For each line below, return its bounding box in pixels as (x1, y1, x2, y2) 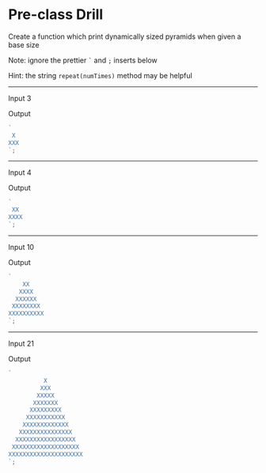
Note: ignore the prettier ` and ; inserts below (8, 55, 158, 65)
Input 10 (8, 242, 34, 252)
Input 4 (8, 168, 32, 177)
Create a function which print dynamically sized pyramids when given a (8, 32, 241, 41)
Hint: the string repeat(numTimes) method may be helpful (8, 70, 192, 80)
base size (8, 40, 40, 49)
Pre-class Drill (8, 6, 104, 24)
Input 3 (8, 93, 32, 103)
